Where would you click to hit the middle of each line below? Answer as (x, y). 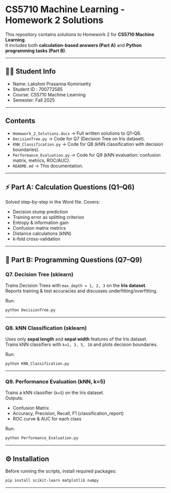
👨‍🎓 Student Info (31, 72)
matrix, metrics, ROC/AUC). (41, 160)
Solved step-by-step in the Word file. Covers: (53, 202)
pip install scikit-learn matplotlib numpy (52, 481)
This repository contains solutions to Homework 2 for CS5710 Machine (80, 34)
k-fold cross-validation (36, 239)
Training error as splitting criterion (48, 217)
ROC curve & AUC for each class (47, 419)
